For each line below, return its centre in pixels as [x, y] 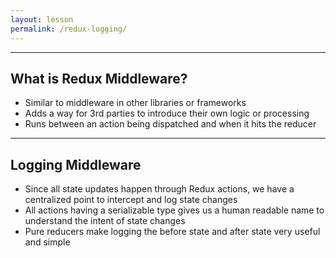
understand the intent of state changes [105, 221]
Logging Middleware [76, 164]
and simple [47, 242]
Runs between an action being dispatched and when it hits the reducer [170, 124]
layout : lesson [42, 19]
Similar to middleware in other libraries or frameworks [135, 103]
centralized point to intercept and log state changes [131, 200]
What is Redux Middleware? [99, 78]
